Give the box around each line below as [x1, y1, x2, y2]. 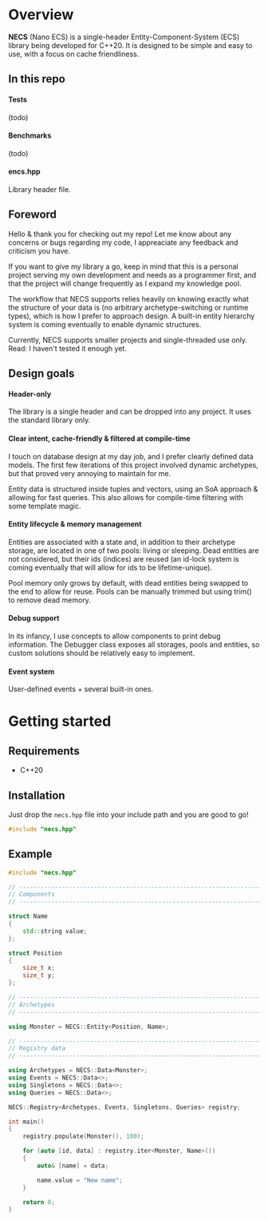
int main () [8, 1118, 45, 1126]
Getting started [8, 712, 112, 731]
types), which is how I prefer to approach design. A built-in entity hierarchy [8, 310, 255, 321]
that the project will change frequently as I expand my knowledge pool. [8, 278, 242, 288]
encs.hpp [8, 166, 41, 177]
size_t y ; [22, 971, 56, 979]
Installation [8, 788, 65, 802]
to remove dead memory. [8, 594, 92, 605]
